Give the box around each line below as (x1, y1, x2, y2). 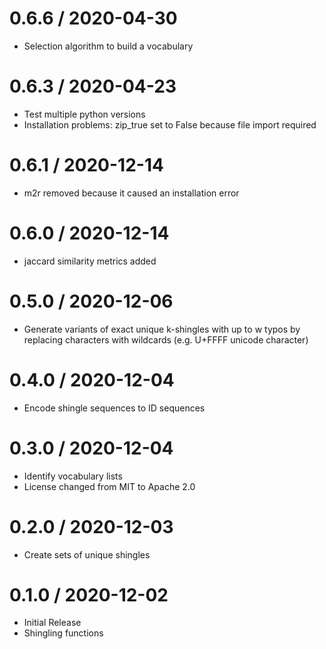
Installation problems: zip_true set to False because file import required (23, 118, 317, 131)
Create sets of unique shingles (23, 548, 151, 561)
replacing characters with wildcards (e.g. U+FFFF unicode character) (23, 333, 309, 346)
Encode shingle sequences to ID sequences (23, 402, 206, 414)
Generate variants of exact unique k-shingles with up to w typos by (23, 323, 301, 335)
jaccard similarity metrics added (23, 255, 157, 267)
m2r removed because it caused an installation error (23, 187, 240, 199)
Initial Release (23, 617, 82, 629)
